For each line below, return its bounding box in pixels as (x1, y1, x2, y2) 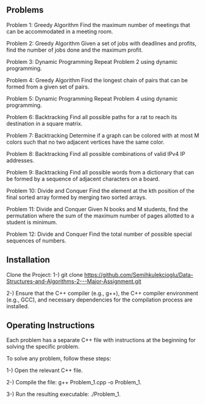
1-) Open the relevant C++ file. (6, 367, 83, 374)
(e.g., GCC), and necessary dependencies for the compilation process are (6, 296, 193, 303)
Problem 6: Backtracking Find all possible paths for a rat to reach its (6, 113, 177, 120)
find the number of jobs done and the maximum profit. (6, 46, 143, 53)
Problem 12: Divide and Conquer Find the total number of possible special (6, 230, 192, 238)
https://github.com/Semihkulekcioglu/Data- (84, 271, 194, 278)
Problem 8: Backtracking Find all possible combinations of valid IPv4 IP (6, 150, 185, 157)
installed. (6, 302, 29, 309)
